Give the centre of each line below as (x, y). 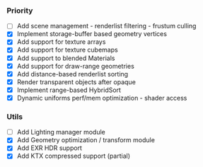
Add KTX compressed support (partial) (74, 156)
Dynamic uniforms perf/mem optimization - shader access (102, 98)
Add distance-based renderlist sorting (72, 74)
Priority (20, 11)
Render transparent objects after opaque (76, 82)
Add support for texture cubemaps (67, 50)
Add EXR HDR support (50, 148)
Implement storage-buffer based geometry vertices (92, 34)
